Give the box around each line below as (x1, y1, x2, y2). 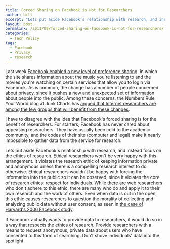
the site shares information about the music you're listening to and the (5, 74, 151, 80)
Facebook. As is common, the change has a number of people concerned (5, 85, 159, 91)
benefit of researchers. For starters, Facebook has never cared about (5, 121, 150, 127)
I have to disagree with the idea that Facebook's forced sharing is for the (5, 116, 157, 122)
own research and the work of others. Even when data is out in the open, (5, 191, 157, 197)
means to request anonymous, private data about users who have (5, 227, 142, 233)
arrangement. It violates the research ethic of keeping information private (5, 158, 158, 164)
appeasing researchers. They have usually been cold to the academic (5, 127, 151, 133)
